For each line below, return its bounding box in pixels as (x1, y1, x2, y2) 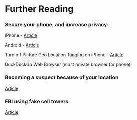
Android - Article (5, 42, 39, 48)
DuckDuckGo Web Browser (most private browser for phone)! (5, 61, 132, 68)
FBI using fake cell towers (5, 98, 69, 105)
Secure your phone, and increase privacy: (5, 21, 109, 28)
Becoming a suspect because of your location (5, 74, 119, 81)
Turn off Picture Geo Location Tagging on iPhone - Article (5, 52, 124, 58)
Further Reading (5, 3, 74, 15)
